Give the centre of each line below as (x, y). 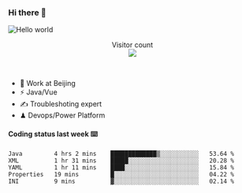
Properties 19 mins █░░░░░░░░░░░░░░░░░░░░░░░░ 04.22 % (121, 174)
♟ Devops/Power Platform (62, 115)
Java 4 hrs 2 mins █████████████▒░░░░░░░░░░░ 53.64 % (121, 154)
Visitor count (132, 45)
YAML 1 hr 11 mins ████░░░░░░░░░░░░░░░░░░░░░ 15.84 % (121, 167)
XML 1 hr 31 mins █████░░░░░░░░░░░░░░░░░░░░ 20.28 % (121, 161)
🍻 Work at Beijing (48, 84)
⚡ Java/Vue (38, 92)
